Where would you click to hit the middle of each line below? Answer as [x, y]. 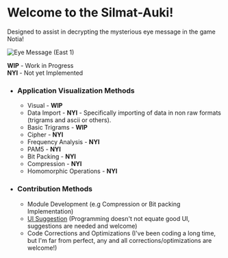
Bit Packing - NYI [52, 156]
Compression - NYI [54, 164]
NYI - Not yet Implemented [45, 73]
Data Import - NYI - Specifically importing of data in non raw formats [124, 113]
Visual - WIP [45, 106]
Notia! [15, 38]
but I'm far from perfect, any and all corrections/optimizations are [119, 240]
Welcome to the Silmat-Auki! [90, 13]
